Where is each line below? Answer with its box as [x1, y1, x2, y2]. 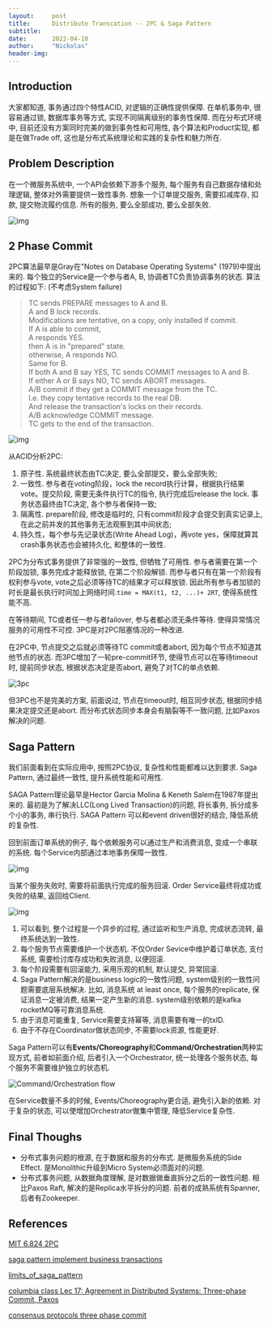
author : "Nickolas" [8, 42, 89, 50]
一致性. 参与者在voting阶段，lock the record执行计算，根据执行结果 [19, 479, 245, 489]
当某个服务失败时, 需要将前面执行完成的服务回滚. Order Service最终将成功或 [8, 881, 261, 890]
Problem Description [8, 157, 115, 170]
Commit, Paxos [8, 1294, 59, 1304]
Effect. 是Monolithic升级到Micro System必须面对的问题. [19, 1162, 205, 1173]
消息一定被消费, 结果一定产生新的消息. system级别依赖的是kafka [27, 995, 241, 1005]
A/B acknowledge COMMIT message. [28, 411, 154, 420]
